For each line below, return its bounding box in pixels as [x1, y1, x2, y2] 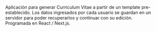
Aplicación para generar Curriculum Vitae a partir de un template [5, 4, 141, 10]
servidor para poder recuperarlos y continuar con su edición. [5, 15, 133, 20]
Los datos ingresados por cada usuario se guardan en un [32, 9, 151, 15]
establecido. [5, 9, 31, 15]
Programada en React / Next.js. [5, 20, 71, 26]
